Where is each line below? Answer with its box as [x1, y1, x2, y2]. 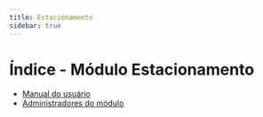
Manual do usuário [21, 89, 91, 99]
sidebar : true [9, 21, 62, 30]
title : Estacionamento [9, 12, 93, 22]
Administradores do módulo [21, 98, 124, 109]
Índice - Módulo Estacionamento [9, 59, 255, 80]
